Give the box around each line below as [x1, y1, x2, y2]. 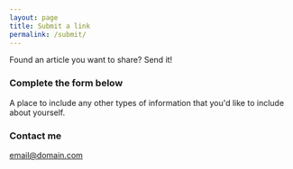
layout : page [9, 13, 59, 22]
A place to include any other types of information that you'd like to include [9, 97, 285, 108]
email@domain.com [9, 149, 84, 160]
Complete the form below [9, 77, 124, 90]
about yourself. [9, 107, 66, 118]
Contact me [9, 129, 62, 142]
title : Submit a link [9, 22, 91, 31]
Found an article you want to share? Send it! [9, 55, 173, 66]
